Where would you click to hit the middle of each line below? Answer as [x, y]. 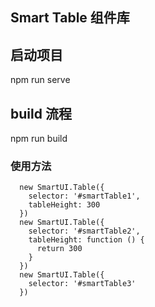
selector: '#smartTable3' [82, 284]
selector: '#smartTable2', [84, 231]
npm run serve [40, 80]
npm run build [39, 139]
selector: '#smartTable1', [84, 196]
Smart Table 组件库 [70, 18]
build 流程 [41, 113]
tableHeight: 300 [64, 205]
